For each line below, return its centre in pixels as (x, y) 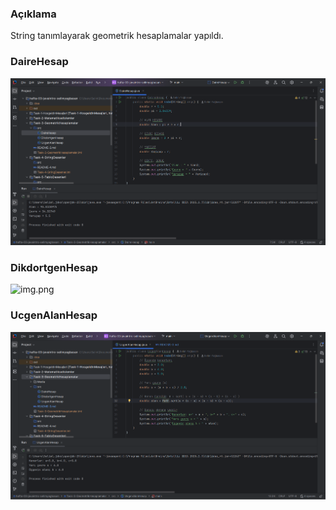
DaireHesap (39, 62)
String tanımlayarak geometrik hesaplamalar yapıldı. (117, 36)
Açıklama (33, 14)
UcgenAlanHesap (54, 315)
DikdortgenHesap (54, 268)
